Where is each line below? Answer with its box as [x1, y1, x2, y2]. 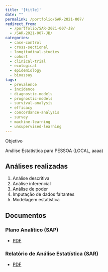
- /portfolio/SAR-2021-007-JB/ [10, 26, 75, 31]
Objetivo [5, 138, 23, 144]
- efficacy [10, 105, 33, 110]
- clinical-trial [10, 59, 46, 64]
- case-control [10, 40, 42, 45]
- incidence [10, 86, 35, 92]
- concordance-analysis [10, 110, 59, 115]
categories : [5, 36, 30, 41]
